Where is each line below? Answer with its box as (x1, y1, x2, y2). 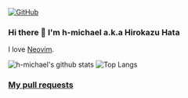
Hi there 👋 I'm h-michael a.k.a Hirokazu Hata (8, 27, 180, 38)
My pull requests (8, 79, 74, 90)
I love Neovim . (8, 45, 55, 54)
